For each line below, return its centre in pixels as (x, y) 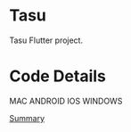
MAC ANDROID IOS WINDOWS (66, 101)
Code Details (58, 76)
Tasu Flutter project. (46, 40)
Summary (27, 118)
